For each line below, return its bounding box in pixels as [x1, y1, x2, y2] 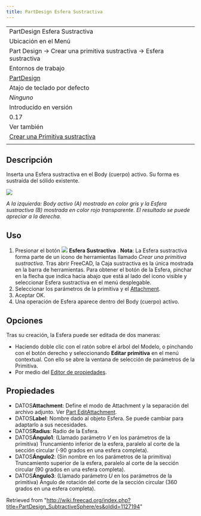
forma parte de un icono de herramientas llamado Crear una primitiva [14, 253, 187, 261]
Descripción [6, 155, 53, 165]
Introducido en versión [9, 103, 73, 111]
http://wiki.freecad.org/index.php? [46, 496, 131, 503]
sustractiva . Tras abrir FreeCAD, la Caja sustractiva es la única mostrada [14, 260, 194, 267]
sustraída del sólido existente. [6, 177, 80, 184]
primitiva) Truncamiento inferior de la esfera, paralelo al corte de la [14, 440, 180, 448]
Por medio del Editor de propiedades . [14, 369, 107, 376]
